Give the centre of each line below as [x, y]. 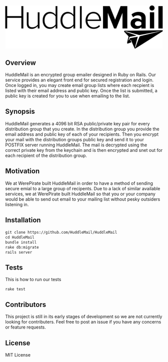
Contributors [26, 304]
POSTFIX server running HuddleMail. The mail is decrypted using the [76, 145]
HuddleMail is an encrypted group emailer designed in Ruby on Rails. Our [80, 75]
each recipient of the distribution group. [46, 155]
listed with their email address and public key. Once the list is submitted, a [81, 91]
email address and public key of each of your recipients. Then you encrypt [82, 134]
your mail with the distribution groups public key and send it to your [74, 139]
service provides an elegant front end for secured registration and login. [79, 80]
